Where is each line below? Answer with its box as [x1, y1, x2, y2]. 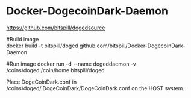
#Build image [6, 35, 39, 43]
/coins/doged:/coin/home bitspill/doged [6, 66, 105, 73]
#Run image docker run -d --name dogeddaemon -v [6, 60, 137, 67]
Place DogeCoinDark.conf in [6, 78, 77, 85]
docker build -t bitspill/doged [6, 42, 78, 49]
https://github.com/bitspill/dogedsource [6, 24, 105, 31]
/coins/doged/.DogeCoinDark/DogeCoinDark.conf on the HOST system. [6, 84, 185, 91]
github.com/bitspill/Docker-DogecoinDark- [79, 42, 186, 49]
